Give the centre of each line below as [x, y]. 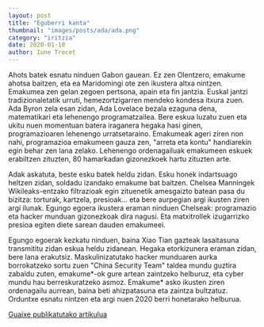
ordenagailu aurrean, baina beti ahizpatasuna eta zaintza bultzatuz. [118, 291]
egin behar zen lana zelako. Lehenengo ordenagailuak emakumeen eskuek [130, 150]
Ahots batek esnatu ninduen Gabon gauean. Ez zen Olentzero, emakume [127, 75]
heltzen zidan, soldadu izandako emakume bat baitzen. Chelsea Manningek [132, 183]
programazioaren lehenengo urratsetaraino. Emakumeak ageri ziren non [126, 134]
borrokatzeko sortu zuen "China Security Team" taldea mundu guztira [122, 265]
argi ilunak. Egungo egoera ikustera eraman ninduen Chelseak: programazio [132, 208]
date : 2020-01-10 [37, 45]
